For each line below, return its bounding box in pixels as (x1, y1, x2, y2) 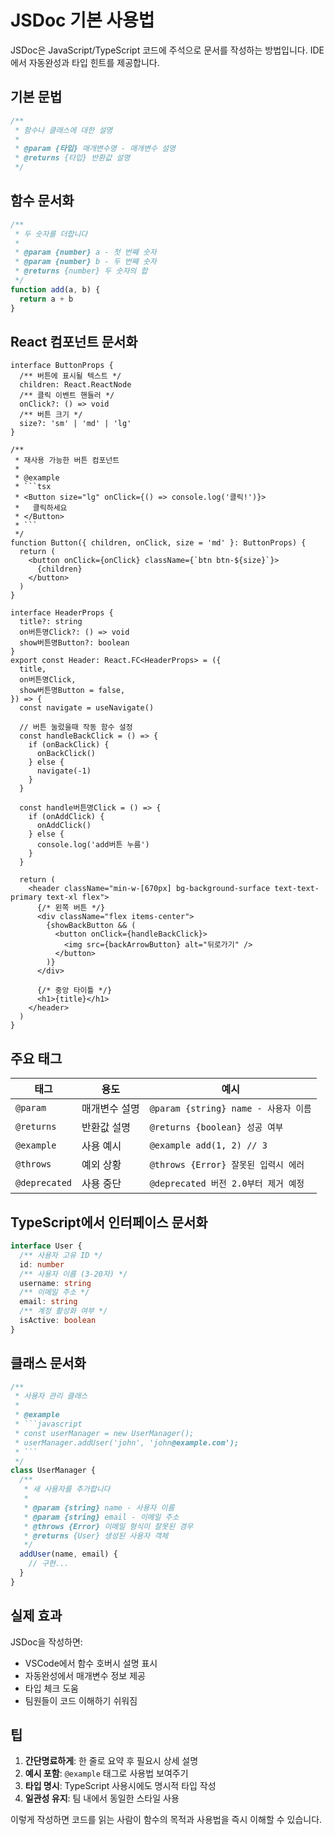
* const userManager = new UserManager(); (14, 1428, 195, 1438)
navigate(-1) (36, 766, 92, 776)
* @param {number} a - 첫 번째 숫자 (14, 247, 157, 258)
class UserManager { (10, 1466, 97, 1476)
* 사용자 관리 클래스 (14, 1391, 88, 1401)
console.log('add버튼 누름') (36, 840, 150, 850)
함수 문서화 (10, 192, 75, 210)
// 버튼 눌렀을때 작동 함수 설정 (19, 722, 133, 733)
